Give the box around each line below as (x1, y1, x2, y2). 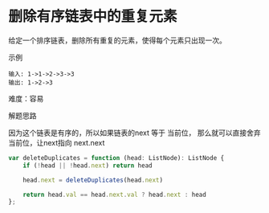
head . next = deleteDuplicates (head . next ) (22, 176, 163, 184)
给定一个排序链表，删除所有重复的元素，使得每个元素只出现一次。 (8, 35, 226, 45)
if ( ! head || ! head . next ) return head (22, 162, 153, 170)
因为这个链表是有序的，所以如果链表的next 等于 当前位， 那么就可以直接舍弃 (8, 128, 261, 137)
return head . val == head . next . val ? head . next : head (22, 190, 206, 199)
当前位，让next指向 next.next (8, 137, 105, 147)
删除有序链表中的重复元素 (8, 7, 178, 26)
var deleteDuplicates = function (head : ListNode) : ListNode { (8, 154, 225, 162)
